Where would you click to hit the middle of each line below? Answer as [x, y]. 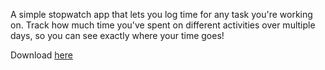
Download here [41, 55]
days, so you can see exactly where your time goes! [117, 35]
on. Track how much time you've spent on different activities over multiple [163, 25]
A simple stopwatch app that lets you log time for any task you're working [161, 14]
